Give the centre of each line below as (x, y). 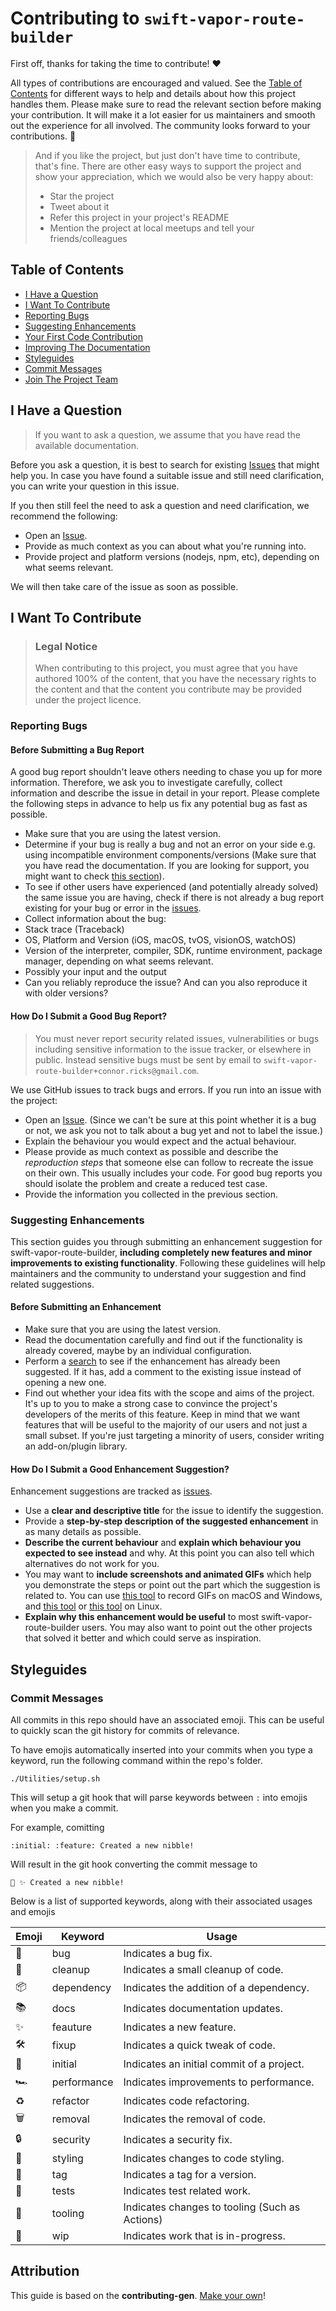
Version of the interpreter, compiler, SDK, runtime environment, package (173, 951)
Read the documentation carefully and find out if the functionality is (163, 1340)
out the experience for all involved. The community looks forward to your (160, 125)
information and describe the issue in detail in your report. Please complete (165, 793)
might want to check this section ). (94, 876)
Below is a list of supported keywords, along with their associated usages (161, 1901)
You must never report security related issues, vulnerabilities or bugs (177, 1038)
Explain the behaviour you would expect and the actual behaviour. (160, 1141)
